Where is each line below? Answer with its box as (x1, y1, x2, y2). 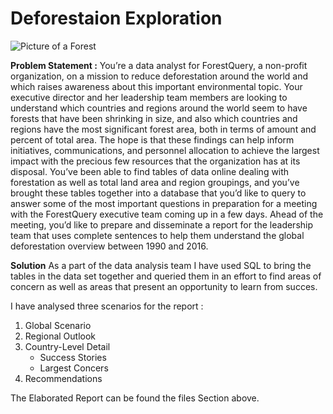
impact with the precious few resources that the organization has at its (10, 155, 301, 167)
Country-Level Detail (24, 340, 111, 352)
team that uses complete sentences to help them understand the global (10, 229, 305, 241)
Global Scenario (24, 319, 92, 331)
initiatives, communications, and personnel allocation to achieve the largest (10, 144, 320, 156)
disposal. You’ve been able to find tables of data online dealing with (10, 165, 290, 177)
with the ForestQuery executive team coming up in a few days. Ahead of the (10, 208, 324, 220)
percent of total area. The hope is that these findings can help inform (10, 133, 295, 146)
